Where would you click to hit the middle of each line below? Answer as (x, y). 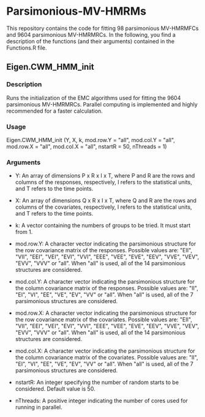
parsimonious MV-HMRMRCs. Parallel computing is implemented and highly (102, 104)
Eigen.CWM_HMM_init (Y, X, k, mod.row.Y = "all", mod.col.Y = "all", (91, 140)
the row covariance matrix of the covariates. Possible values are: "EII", (104, 320)
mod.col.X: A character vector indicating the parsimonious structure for (105, 351)
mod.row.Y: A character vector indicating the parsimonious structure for (106, 244)
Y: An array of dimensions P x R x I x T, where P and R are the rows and (105, 176)
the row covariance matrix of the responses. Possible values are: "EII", (104, 250)
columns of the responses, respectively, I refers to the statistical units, (104, 182)
